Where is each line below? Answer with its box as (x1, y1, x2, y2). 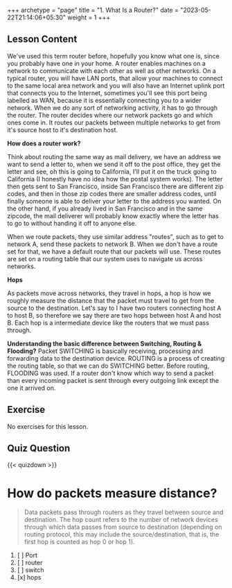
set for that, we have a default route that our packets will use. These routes (7, 247, 222, 256)
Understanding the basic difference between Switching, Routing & (7, 339, 202, 348)
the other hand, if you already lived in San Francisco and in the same (7, 204, 203, 213)
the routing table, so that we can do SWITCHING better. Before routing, (7, 361, 210, 370)
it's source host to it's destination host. (7, 125, 118, 134)
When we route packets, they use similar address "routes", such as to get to (7, 232, 224, 240)
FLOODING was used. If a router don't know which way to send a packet (7, 368, 214, 377)
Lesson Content (7, 33, 78, 45)
